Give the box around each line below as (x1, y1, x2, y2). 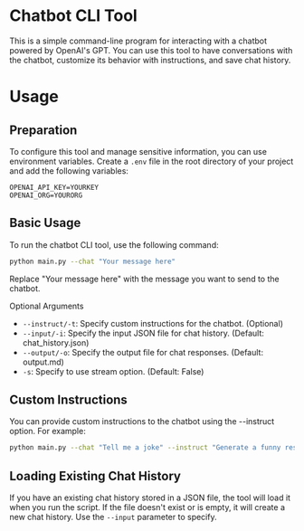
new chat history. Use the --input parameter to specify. (9, 512, 217, 523)
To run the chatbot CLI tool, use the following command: (9, 239, 219, 250)
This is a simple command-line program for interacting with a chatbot (9, 35, 268, 46)
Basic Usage (9, 215, 81, 231)
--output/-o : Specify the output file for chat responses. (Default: (22, 346, 264, 357)
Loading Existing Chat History (9, 468, 181, 484)
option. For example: (9, 426, 86, 437)
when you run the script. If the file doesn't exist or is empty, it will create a (9, 502, 285, 513)
